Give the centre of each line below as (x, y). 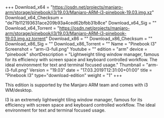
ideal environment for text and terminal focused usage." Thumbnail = (75, 65)
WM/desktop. (19, 90)
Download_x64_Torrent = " (32, 28)
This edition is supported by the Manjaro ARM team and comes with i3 (77, 85)
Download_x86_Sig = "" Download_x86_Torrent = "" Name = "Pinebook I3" (81, 44)
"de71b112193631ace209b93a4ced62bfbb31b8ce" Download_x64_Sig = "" (81, 23)
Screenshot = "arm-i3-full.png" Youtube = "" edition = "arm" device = (76, 49)
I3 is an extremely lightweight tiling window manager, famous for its (74, 100)
